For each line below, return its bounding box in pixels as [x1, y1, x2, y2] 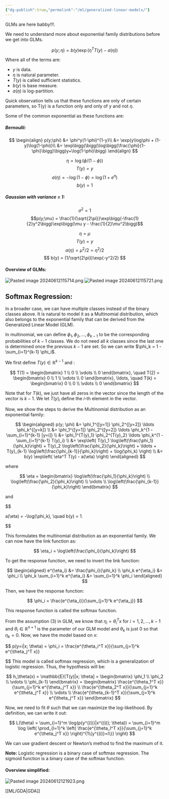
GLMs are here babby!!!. [5, 21, 55, 27]
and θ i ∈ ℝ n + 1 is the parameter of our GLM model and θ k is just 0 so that [5, 624, 158, 633]
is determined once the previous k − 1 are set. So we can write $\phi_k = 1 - [5, 344, 161, 349]
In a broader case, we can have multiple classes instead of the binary [5, 306, 150, 312]
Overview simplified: [5, 767, 50, 773]
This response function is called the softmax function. [5, 608, 117, 614]
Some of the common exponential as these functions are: [5, 113, 125, 119]
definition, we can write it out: [5, 710, 67, 716]
